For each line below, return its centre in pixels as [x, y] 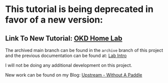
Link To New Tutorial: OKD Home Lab [64, 38]
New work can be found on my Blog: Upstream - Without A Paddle [74, 75]
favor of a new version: [54, 20]
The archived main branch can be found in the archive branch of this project [84, 50]
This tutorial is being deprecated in [79, 9]
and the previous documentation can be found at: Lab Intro [66, 55]
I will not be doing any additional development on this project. [69, 65]
